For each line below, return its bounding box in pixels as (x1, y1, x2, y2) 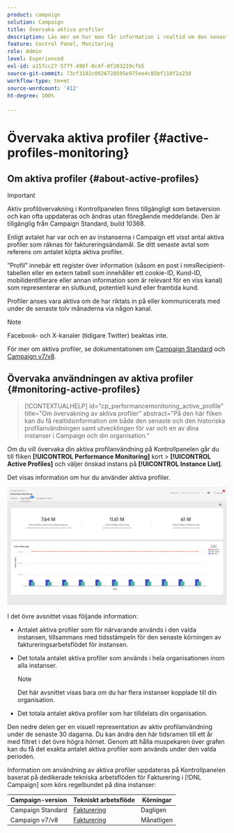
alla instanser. (17, 661, 58, 669)
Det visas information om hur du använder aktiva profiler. (7, 473, 171, 481)
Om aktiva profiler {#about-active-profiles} (7, 173, 200, 185)
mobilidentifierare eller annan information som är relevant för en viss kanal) (7, 276, 223, 285)
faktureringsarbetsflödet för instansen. (17, 640, 129, 648)
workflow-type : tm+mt (7, 77, 70, 84)
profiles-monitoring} (7, 145, 130, 161)
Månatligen (141, 816, 173, 824)
